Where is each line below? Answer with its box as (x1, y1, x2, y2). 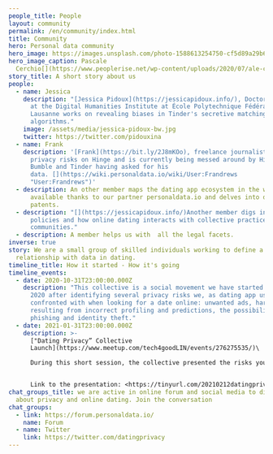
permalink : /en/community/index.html (8, 27, 136, 35)
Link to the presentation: (29, 381, 122, 389)
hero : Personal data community (8, 42, 115, 50)
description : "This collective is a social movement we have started (23, 283, 264, 292)
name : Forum (23, 418, 63, 426)
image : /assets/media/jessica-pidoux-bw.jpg (23, 125, 176, 133)
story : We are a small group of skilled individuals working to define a (8, 246, 264, 254)
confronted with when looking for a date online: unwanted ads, (29, 299, 253, 307)
